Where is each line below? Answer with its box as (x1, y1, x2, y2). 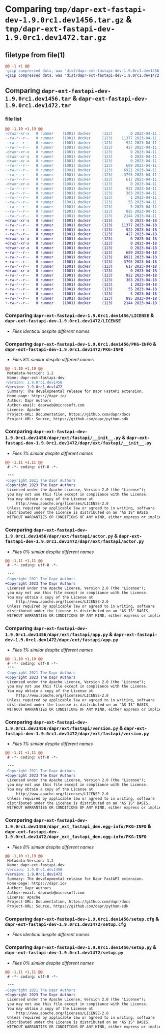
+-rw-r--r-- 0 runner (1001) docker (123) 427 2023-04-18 (5, 232, 157, 237)
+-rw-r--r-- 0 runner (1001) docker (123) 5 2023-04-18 (5, 291, 157, 296)
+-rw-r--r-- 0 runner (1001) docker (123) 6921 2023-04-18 (5, 254, 157, 259)
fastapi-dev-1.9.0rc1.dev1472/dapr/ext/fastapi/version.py (5, 731, 149, 736)
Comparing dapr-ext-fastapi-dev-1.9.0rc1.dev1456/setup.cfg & (5, 915, 159, 922)
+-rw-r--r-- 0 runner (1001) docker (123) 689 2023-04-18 (5, 250, 157, 255)
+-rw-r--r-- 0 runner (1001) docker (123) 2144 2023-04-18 (5, 300, 157, 306)
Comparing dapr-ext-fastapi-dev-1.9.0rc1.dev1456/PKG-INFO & (5, 341, 157, 347)
